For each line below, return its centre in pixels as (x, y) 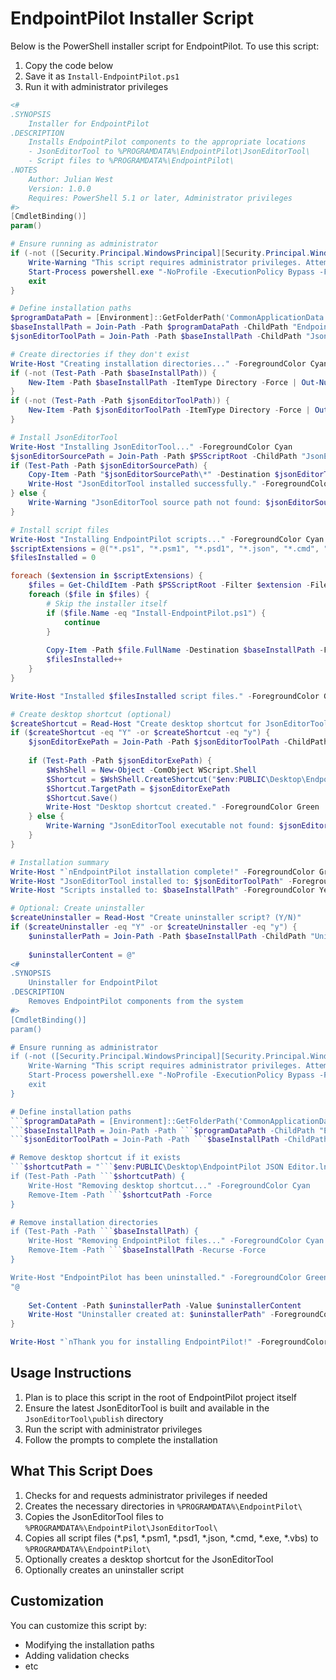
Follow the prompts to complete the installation (121, 1439)
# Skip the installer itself (107, 603)
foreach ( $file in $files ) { (89, 595)
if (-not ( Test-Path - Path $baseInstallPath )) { (113, 373)
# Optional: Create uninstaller (77, 908)
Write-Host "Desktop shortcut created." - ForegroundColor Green (183, 807)
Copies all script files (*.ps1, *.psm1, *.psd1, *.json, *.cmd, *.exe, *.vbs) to (171, 1538)
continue (82, 622)
